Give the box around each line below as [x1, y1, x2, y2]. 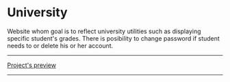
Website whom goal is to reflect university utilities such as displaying [7, 27, 201, 35]
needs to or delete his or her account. [7, 41, 114, 49]
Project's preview [7, 61, 57, 69]
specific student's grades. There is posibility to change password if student [7, 34, 220, 42]
